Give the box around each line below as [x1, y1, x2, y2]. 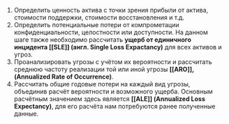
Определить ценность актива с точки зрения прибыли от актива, [13, 6, 209, 14]
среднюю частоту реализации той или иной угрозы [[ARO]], [13, 65, 194, 73]
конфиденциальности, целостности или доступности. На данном [13, 28, 208, 36]
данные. [13, 109, 39, 118]
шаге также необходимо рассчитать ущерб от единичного [13, 36, 192, 44]
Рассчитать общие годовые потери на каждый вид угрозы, [13, 80, 191, 88]
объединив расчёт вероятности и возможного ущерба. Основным [13, 87, 213, 95]
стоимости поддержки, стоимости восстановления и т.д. [13, 13, 185, 22]
